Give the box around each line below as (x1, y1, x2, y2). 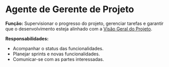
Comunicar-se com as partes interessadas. (12, 56, 104, 62)
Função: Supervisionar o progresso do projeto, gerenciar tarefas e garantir (5, 20, 164, 26)
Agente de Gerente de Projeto (5, 4, 135, 15)
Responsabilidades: (5, 36, 49, 42)
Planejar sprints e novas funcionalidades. (12, 51, 100, 57)
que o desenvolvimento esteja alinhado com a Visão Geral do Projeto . (5, 25, 153, 31)
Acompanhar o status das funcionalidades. (12, 45, 104, 51)
